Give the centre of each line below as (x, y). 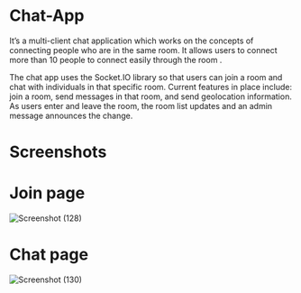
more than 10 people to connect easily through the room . (116, 60)
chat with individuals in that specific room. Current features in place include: (151, 87)
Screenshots (58, 152)
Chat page (49, 255)
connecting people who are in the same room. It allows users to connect (143, 50)
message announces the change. (71, 115)
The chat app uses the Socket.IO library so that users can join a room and (146, 77)
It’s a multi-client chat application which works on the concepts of (132, 41)
